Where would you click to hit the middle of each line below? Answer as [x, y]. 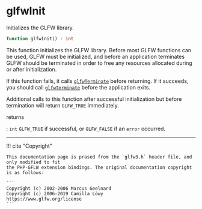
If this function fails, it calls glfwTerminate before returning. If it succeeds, [97, 81]
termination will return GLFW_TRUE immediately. [63, 105]
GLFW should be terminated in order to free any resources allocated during [99, 63]
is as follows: [25, 172]
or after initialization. [32, 69]
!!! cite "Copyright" [29, 146]
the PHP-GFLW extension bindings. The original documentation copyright [99, 167]
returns [15, 117]
